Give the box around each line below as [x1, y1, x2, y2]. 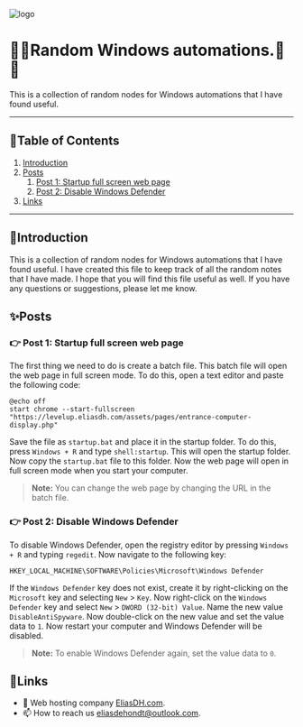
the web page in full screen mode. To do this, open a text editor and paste [9, 370, 284, 381]
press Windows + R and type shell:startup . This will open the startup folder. [9, 446, 291, 457]
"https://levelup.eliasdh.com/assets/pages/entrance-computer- [9, 413, 252, 422]
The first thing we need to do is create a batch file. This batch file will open [9, 361, 288, 372]
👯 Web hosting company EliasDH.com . [22, 697, 166, 708]
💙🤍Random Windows [9, 41, 170, 60]
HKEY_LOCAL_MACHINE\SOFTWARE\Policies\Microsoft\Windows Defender [9, 566, 264, 575]
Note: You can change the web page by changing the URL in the [31, 483, 271, 493]
